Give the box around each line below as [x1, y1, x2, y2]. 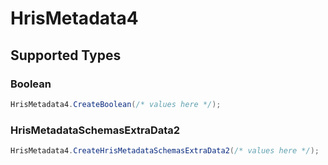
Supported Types [10, 47, 122, 64]
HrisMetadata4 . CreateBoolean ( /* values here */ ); [10, 99, 222, 109]
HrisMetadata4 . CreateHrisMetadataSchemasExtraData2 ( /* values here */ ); [10, 146, 320, 156]
